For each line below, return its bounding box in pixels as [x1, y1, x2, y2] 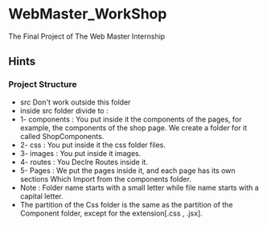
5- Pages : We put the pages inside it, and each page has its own [19, 166, 236, 175]
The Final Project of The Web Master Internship [8, 31, 166, 41]
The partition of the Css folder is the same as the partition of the [19, 199, 233, 209]
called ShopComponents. [19, 131, 105, 141]
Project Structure [8, 79, 77, 90]
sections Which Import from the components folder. [19, 174, 191, 183]
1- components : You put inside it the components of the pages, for [19, 114, 243, 124]
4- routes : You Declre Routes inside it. [19, 157, 149, 166]
